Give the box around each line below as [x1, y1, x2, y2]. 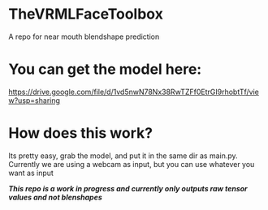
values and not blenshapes [8, 192, 103, 202]
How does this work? [8, 124, 153, 143]
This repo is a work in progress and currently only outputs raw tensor [8, 183, 248, 193]
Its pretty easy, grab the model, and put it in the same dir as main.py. [8, 151, 238, 161]
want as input [8, 168, 54, 178]
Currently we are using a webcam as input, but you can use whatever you [8, 159, 255, 169]
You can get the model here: [8, 60, 202, 79]
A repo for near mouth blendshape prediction [8, 32, 160, 41]
